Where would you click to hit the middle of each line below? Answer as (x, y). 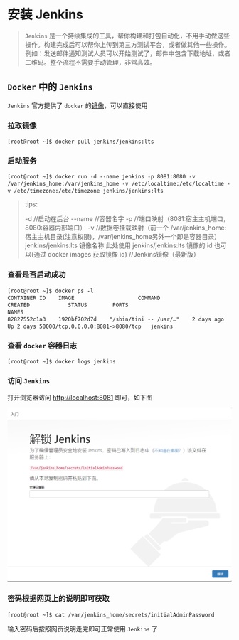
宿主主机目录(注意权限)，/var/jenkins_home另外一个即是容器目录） (123, 237)
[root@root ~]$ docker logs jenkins (62, 361)
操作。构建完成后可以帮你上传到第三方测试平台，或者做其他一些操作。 (128, 44)
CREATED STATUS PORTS (68, 305)
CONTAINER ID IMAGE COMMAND (84, 298)
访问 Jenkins (29, 380)
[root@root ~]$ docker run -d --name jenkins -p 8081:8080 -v (101, 177)
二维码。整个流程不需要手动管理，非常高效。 (90, 62)
